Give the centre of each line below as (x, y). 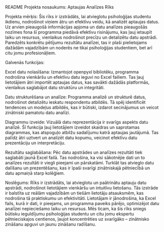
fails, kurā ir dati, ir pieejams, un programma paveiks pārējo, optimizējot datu (82, 203)
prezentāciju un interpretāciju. (35, 143)
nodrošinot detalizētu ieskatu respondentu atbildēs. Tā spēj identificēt (75, 102)
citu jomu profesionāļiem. (31, 53)
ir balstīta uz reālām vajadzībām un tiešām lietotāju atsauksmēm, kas (74, 193)
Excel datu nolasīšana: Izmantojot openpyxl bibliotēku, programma (72, 72)
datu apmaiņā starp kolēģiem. (35, 173)
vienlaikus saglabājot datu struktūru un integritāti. (55, 87)
